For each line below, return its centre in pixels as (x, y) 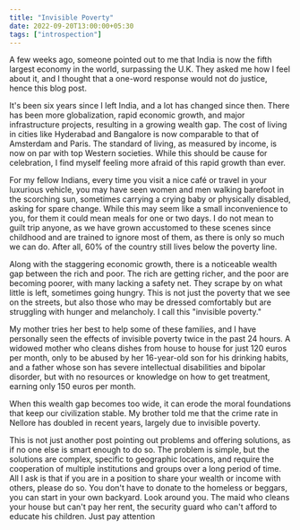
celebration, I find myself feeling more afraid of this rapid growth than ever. (148, 163)
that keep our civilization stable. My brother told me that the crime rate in (144, 413)
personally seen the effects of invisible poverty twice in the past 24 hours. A (150, 339)
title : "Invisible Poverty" (62, 17)
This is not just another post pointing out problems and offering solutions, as (150, 440)
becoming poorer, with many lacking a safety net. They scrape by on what (146, 283)
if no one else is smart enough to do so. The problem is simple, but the (140, 450)
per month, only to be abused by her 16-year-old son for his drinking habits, (149, 358)
